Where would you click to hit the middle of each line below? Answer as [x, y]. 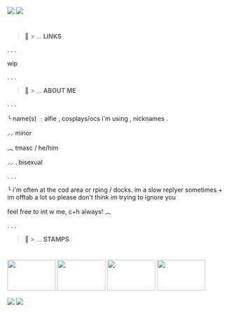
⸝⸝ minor [20, 133]
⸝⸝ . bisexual [25, 162]
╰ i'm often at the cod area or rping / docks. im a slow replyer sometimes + [115, 190]
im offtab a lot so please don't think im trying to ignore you [92, 197]
